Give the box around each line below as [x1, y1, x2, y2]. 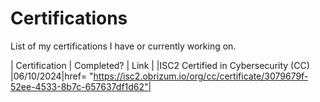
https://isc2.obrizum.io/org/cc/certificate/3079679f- [93, 70, 309, 82]
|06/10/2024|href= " [10, 70, 94, 82]
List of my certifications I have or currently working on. [10, 40, 237, 52]
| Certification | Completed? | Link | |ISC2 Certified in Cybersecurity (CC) [10, 59, 310, 71]
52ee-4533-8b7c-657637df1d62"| [10, 80, 152, 92]
